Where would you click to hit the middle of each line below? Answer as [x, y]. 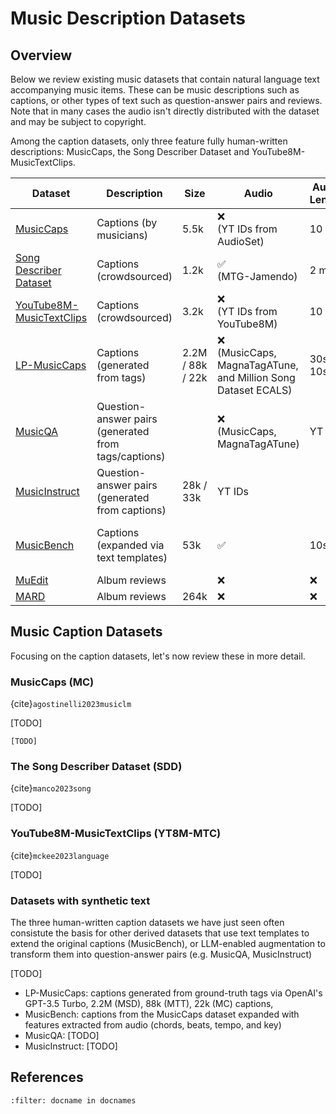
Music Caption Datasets [86, 632]
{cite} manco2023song [51, 788]
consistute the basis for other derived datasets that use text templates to [160, 933]
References [47, 1077]
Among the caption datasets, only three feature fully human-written [149, 141]
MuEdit [32, 580]
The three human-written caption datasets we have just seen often [147, 922]
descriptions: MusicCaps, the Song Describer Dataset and [130, 151]
